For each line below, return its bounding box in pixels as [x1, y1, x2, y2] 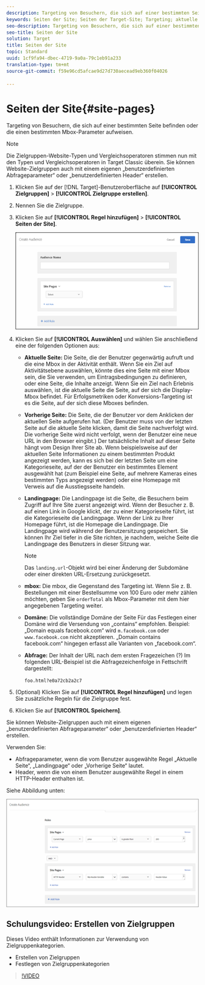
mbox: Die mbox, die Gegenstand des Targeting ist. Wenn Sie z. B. [24, 582, 192, 589]
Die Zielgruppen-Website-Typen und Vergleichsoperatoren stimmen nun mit [6, 152, 197, 159]
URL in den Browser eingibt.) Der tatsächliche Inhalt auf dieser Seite [24, 437, 195, 444]
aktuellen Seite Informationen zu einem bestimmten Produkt [24, 450, 175, 458]
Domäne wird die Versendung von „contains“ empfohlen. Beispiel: [24, 620, 190, 627]
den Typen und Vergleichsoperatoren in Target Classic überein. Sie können [6, 159, 195, 166]
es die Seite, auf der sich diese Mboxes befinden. [24, 399, 149, 407]
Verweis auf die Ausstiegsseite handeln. [24, 483, 125, 490]
